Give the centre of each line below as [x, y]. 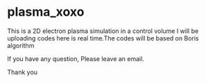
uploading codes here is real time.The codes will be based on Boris [103, 38]
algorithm [21, 45]
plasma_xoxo [46, 12]
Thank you [23, 72]
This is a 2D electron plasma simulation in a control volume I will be [103, 31]
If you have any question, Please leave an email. [76, 58]
